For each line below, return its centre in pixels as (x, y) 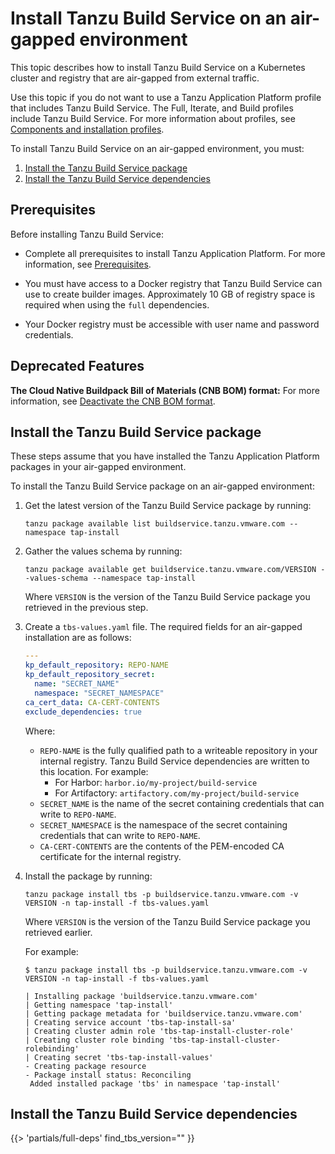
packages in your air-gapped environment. (98, 467)
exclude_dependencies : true (83, 712)
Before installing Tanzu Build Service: (87, 234)
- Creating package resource (85, 1066)
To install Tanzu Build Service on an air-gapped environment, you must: (157, 148)
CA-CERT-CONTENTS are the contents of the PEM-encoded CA (162, 846)
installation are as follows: (78, 638)
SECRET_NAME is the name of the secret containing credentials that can (182, 803)
